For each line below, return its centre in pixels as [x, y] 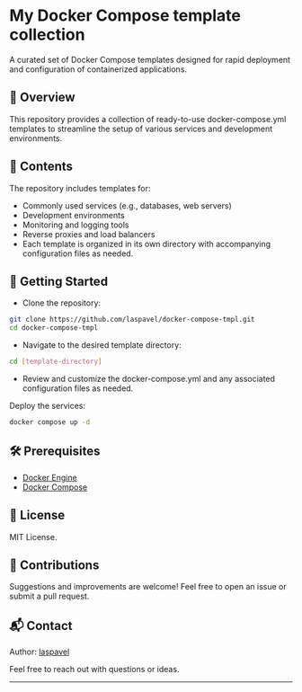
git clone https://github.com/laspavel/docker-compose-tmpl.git [132, 320]
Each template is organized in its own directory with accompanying [147, 244]
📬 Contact [41, 625]
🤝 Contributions [54, 565]
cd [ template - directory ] [56, 362]
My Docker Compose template [125, 16]
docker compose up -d [50, 422]
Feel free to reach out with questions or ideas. [94, 670]
